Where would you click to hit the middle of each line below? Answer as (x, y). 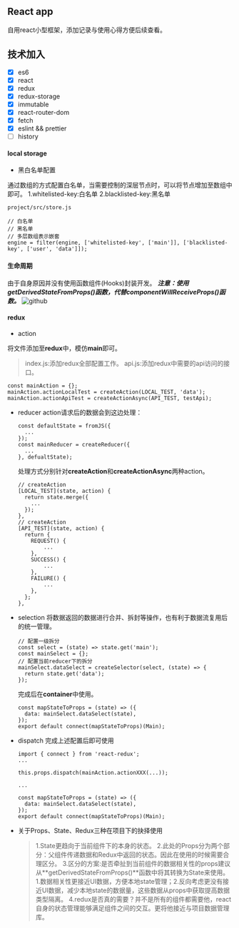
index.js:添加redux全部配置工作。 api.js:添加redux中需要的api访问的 (124, 363)
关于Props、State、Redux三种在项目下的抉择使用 (90, 830)
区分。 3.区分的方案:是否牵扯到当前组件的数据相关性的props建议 (136, 863)
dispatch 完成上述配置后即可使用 (66, 740)
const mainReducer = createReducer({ (74, 444)
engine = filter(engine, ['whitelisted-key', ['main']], (94, 243)
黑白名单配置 (36, 170)
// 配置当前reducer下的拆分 (55, 661)
